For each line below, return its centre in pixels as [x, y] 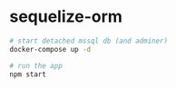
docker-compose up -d [50, 49]
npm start [28, 74]
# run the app [36, 65]
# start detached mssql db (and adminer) [89, 41]
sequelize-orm [66, 17]
